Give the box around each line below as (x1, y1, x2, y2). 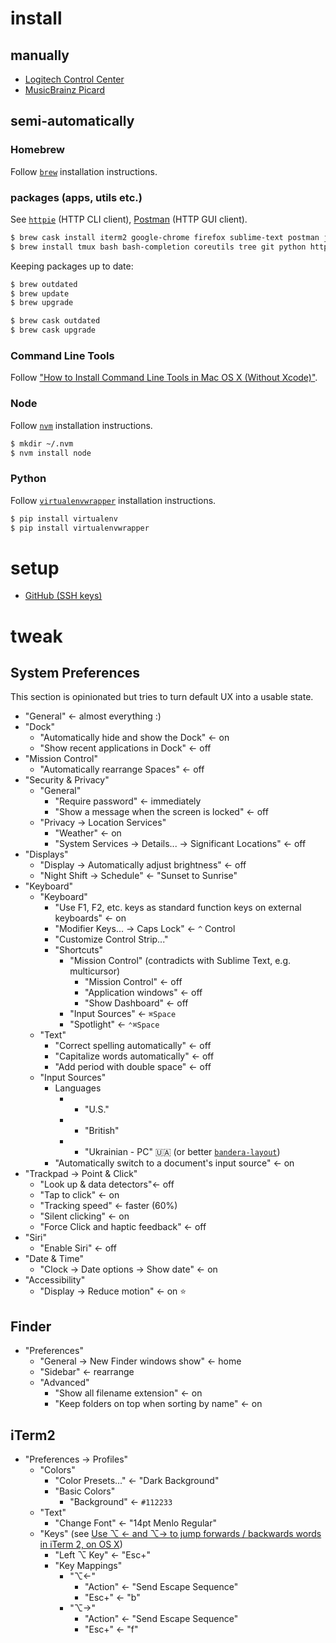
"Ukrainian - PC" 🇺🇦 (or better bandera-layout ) (84, 1146, 281, 1158)
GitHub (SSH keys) (24, 590, 103, 602)
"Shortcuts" (54, 944, 104, 956)
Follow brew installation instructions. (10, 165, 158, 177)
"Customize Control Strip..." (54, 933, 169, 946)
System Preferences (10, 665, 141, 682)
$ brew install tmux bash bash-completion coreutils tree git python (10, 242, 307, 252)
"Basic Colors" (54, 1485, 116, 1497)
